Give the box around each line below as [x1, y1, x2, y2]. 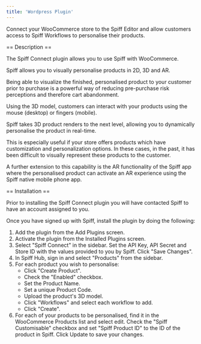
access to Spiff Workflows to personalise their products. [6, 31, 145, 39]
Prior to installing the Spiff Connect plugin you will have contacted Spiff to [6, 199, 189, 206]
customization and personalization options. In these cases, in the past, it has [6, 145, 195, 152]
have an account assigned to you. [6, 205, 90, 213]
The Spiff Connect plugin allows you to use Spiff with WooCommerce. [6, 55, 179, 62]
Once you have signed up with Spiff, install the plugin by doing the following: [6, 217, 196, 224]
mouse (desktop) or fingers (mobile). [6, 109, 97, 116]
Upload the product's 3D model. [23, 292, 104, 300]
